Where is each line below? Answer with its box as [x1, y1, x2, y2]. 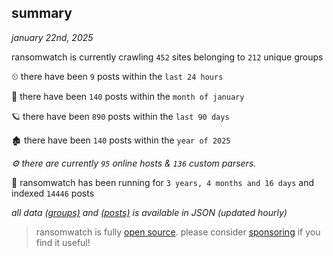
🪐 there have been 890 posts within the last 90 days [11, 110, 230, 122]
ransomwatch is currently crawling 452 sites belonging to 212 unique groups [11, 51, 324, 63]
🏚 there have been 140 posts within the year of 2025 [11, 134, 231, 146]
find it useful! [35, 236, 91, 248]
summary [11, 5, 73, 22]
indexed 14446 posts [11, 187, 95, 199]
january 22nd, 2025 [11, 31, 94, 43]
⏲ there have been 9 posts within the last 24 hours [11, 70, 224, 82]
